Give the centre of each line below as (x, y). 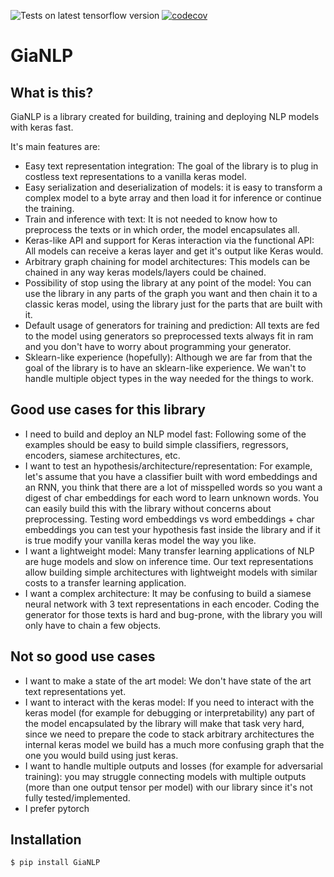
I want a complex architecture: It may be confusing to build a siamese (168, 593)
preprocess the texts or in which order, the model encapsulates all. (162, 229)
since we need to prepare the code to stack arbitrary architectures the (169, 734)
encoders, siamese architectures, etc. (102, 455)
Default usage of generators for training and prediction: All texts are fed (172, 325)
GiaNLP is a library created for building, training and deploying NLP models (165, 116)
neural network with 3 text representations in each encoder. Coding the (172, 604)
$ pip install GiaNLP (55, 863)
